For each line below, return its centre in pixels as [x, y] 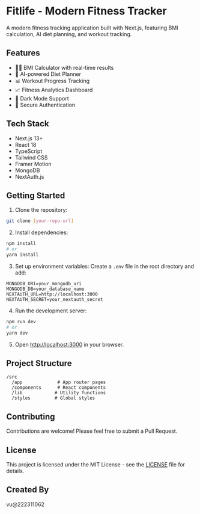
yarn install [23, 255]
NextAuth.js [29, 176]
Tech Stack [28, 124]
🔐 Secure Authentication [45, 105]
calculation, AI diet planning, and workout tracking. [69, 34]
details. [15, 471]
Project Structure [39, 363]
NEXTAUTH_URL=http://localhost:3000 [52, 294]
